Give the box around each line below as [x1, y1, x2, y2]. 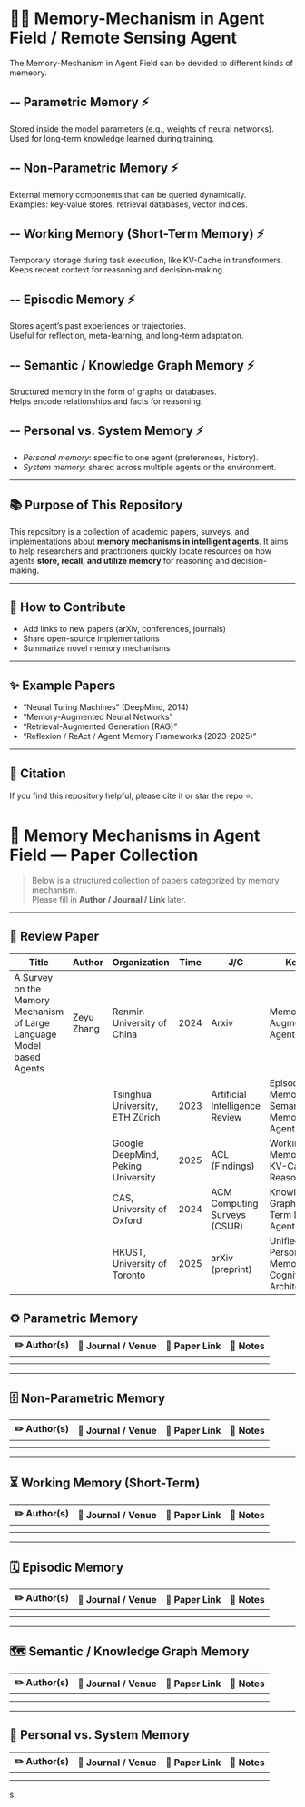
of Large [14, 1016, 50, 1029]
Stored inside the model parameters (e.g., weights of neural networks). [9, 123, 274, 134]
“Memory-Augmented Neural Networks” [22, 712, 173, 723]
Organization [112, 955, 170, 968]
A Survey [14, 971, 54, 983]
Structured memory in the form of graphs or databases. [9, 386, 217, 397]
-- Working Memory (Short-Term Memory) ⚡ [9, 226, 265, 242]
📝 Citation [9, 765, 66, 781]
